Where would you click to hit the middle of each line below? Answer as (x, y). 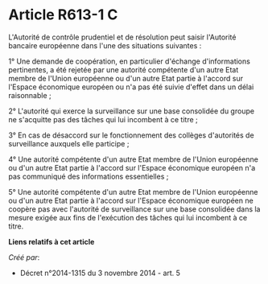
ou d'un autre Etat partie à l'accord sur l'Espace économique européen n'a (132, 167)
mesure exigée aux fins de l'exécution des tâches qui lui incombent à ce (128, 217)
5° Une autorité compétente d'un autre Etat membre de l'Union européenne (133, 191)
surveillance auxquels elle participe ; (69, 143)
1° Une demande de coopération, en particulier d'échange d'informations (130, 61)
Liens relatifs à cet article (52, 241)
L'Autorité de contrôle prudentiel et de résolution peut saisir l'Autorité (122, 37)
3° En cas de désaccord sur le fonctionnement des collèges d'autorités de (132, 135)
